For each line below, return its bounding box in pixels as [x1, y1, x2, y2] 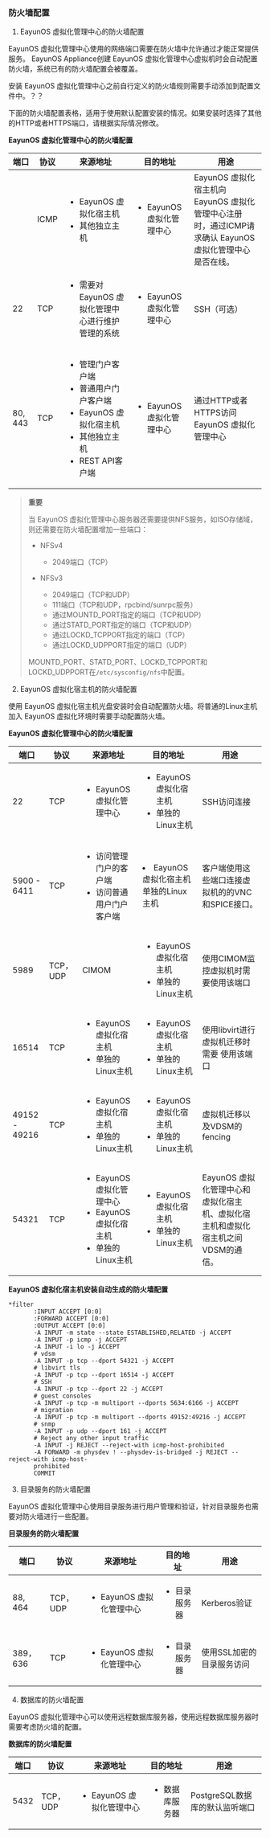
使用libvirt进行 [202, 1025, 256, 1036]
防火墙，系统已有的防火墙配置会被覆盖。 [8, 64, 142, 74]
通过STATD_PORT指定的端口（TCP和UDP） [51, 620, 197, 630]
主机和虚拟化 [202, 1220, 251, 1231]
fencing [202, 1132, 231, 1143]
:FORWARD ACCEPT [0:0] [33, 1315, 110, 1323]
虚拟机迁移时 [202, 1037, 251, 1048]
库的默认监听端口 [190, 1802, 256, 1813]
